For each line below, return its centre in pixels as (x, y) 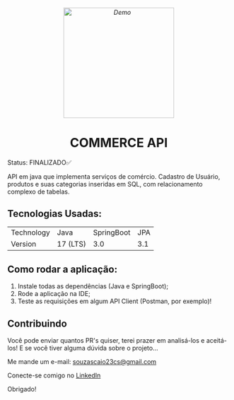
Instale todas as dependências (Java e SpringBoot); (93, 286)
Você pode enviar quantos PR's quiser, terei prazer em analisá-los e (106, 340)
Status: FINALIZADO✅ (40, 162)
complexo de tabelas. (39, 192)
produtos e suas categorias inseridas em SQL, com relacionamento (105, 184)
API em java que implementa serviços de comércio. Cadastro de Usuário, (114, 176)
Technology (31, 233)
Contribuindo (37, 323)
